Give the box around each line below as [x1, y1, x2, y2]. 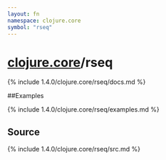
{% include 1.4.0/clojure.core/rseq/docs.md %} [7, 78, 146, 86]
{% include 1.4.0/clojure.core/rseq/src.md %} [7, 145, 141, 154]
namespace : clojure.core [7, 17, 81, 24]
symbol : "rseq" [7, 23, 53, 31]
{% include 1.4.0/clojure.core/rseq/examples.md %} [7, 105, 160, 114]
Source [7, 126, 41, 138]
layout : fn [7, 10, 40, 18]
